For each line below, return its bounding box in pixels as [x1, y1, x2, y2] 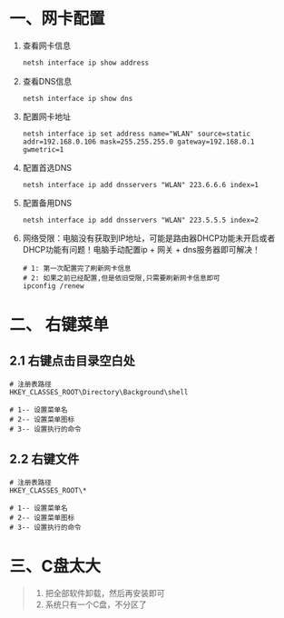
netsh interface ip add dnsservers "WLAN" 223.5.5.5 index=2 [22, 215, 260, 224]
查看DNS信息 [22, 75, 73, 86]
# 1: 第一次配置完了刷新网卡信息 [22, 264, 132, 273]
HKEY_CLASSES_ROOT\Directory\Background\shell [9, 387, 189, 396]
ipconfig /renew [22, 281, 84, 291]
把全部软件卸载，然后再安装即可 [44, 587, 165, 598]
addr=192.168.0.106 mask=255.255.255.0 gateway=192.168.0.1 [22, 137, 255, 146]
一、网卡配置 [9, 8, 106, 29]
